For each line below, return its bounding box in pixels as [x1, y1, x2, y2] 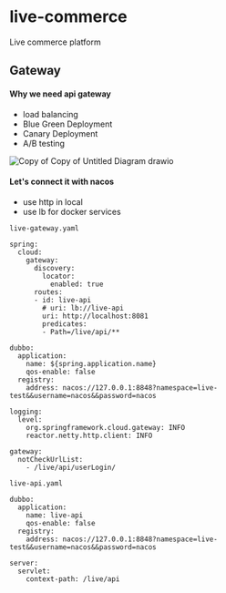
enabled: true [49, 280, 104, 289]
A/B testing [22, 138, 66, 148]
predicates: [42, 319, 88, 329]
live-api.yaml [9, 478, 64, 488]
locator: [42, 271, 76, 281]
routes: [33, 287, 64, 297]
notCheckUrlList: [17, 455, 84, 464]
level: [17, 414, 43, 424]
